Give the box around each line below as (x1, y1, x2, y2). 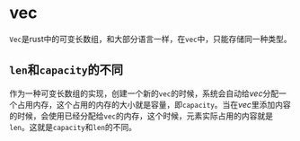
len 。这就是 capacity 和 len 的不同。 (9, 121, 137, 132)
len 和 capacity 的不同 (9, 62, 124, 78)
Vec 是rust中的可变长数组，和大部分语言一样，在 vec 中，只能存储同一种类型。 (9, 33, 292, 44)
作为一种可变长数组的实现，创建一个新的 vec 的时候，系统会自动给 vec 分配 (9, 88, 279, 99)
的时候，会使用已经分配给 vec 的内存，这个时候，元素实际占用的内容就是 (9, 110, 274, 121)
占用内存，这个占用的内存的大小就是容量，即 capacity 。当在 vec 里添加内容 (16, 99, 291, 110)
